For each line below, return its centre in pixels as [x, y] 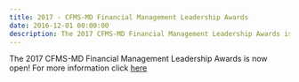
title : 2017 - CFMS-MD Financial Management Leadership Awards [129, 17]
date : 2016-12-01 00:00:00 [59, 26]
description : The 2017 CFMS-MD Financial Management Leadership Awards [145, 34]
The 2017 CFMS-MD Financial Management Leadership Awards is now [139, 59]
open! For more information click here [78, 68]
